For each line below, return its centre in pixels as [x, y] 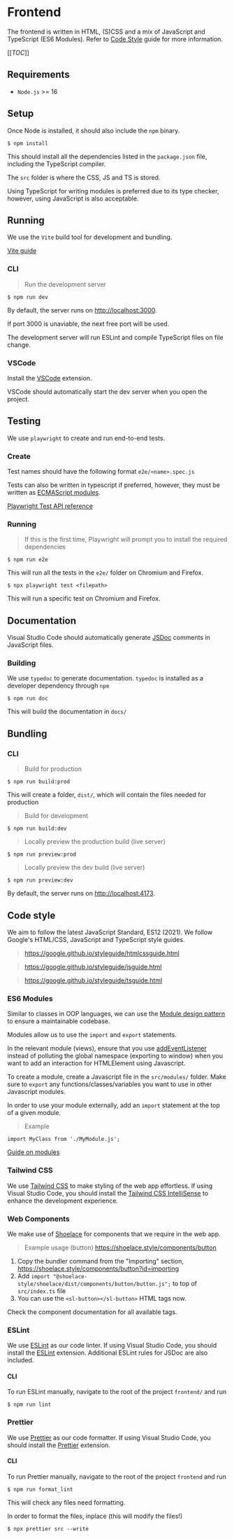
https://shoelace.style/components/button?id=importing [98, 1268]
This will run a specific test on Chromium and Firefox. [84, 598]
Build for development [56, 816]
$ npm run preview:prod [42, 855]
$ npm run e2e [28, 560]
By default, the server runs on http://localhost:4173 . [81, 894]
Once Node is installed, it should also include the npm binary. [94, 130]
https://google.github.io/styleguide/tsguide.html [93, 980]
